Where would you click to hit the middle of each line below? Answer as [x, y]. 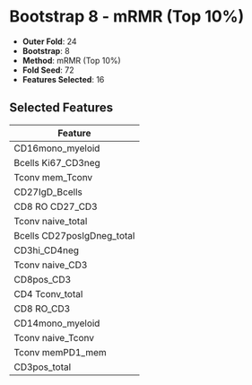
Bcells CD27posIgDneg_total [74, 235]
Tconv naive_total [51, 221]
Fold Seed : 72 [48, 70]
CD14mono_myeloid [57, 323]
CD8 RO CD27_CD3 [56, 206]
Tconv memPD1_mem [61, 352]
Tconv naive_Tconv [54, 337]
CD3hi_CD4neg [46, 250]
